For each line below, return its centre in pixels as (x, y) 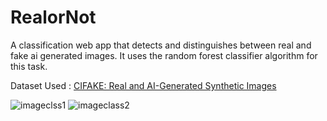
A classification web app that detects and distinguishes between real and (161, 45)
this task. (29, 66)
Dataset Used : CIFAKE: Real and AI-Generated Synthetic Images (143, 85)
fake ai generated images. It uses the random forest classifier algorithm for (164, 55)
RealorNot (53, 17)
